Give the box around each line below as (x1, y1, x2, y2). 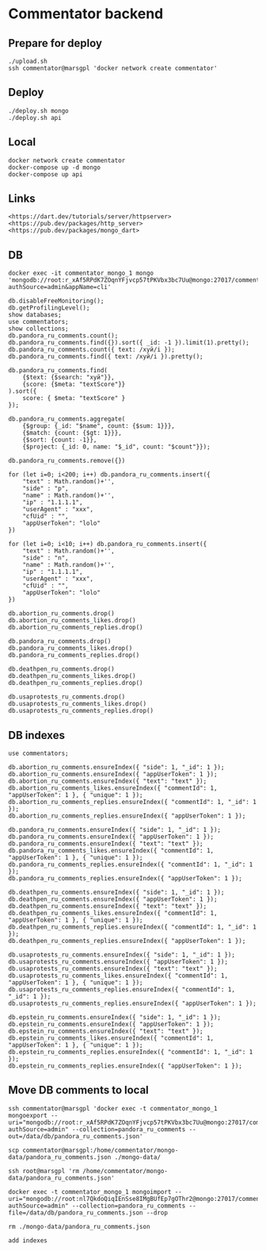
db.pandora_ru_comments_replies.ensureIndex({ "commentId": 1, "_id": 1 (8, 860, 253, 869)
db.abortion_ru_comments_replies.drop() (8, 624, 144, 632)
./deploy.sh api (8, 114, 62, 121)
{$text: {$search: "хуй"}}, (22, 374, 115, 382)
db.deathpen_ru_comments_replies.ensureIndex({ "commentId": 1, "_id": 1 (8, 923, 257, 931)
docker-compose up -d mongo (8, 164, 101, 171)
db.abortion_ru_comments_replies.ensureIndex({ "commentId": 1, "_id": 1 (8, 799, 257, 806)
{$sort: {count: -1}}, (22, 436, 97, 445)
